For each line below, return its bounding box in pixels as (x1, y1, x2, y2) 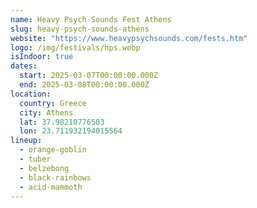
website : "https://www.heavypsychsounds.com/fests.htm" (10, 33, 248, 43)
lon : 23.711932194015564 (19, 126, 123, 136)
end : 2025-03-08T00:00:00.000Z (19, 80, 150, 90)
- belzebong (19, 163, 70, 173)
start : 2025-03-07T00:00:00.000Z (19, 71, 159, 81)
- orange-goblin (19, 145, 87, 155)
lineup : (10, 136, 43, 146)
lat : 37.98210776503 (19, 117, 105, 127)
